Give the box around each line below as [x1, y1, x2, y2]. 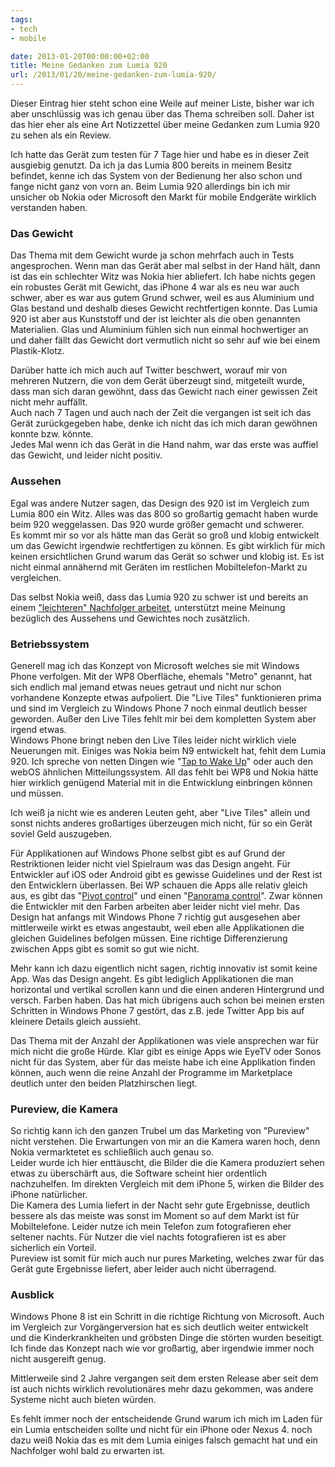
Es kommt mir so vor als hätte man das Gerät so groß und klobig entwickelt [10, 529, 320, 541]
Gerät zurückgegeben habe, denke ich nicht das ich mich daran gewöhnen [10, 417, 318, 430]
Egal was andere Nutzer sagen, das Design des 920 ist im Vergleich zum [10, 497, 310, 509]
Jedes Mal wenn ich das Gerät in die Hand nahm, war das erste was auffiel [10, 439, 319, 451]
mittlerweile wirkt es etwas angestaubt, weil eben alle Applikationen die [10, 921, 305, 933]
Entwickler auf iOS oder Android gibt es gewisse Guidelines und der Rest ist [10, 868, 323, 880]
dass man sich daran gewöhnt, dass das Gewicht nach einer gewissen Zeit [10, 386, 318, 398]
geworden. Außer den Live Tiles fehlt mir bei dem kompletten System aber [10, 712, 317, 725]
